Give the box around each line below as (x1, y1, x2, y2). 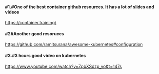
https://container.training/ (5, 20, 57, 26)
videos (5, 9, 20, 15)
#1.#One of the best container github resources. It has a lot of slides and (5, 4, 155, 10)
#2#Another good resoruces (5, 30, 64, 36)
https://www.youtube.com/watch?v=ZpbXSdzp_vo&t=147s (5, 63, 122, 69)
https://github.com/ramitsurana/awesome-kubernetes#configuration (5, 42, 143, 47)
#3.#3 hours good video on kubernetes (5, 53, 86, 58)
